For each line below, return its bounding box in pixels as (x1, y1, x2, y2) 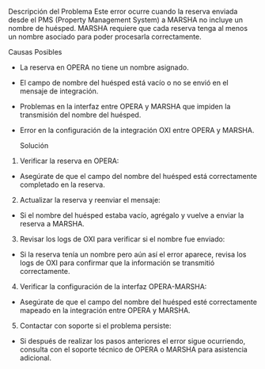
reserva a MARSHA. (19, 219, 85, 228)
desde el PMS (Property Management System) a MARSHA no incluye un (8, 15, 244, 25)
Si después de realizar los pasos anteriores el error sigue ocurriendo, (19, 337, 246, 345)
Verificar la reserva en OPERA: (19, 156, 119, 165)
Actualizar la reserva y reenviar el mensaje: (19, 196, 161, 204)
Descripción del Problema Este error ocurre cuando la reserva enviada (8, 7, 238, 16)
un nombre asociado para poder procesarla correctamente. (8, 32, 202, 41)
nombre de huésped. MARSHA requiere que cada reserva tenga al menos (8, 24, 248, 32)
